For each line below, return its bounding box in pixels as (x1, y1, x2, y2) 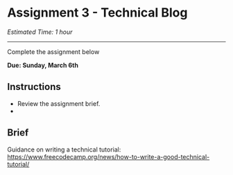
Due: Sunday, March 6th (7, 61, 78, 69)
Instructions (7, 81, 61, 93)
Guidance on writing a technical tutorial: (7, 145, 121, 154)
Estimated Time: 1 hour (7, 28, 73, 36)
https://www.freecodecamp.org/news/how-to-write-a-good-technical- (7, 152, 210, 160)
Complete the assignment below (7, 47, 100, 56)
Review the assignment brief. (17, 99, 101, 108)
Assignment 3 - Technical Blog (7, 5, 188, 21)
